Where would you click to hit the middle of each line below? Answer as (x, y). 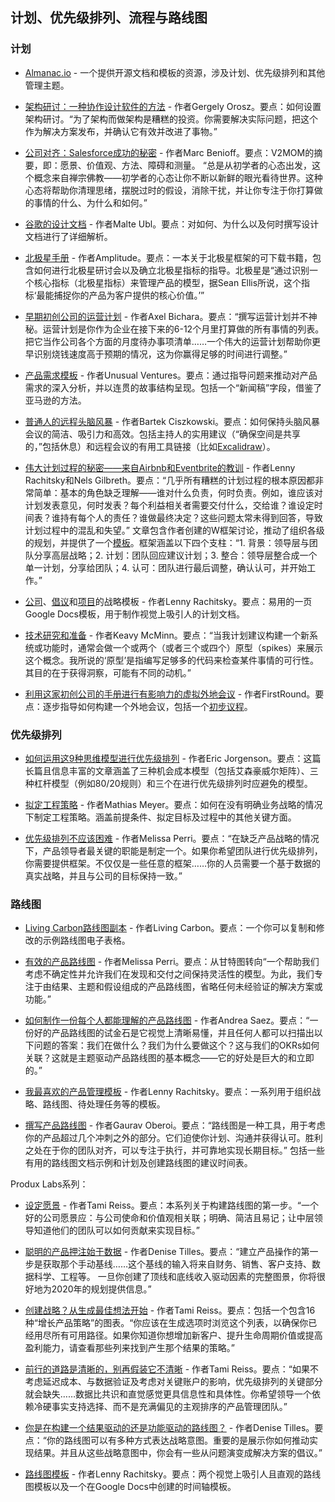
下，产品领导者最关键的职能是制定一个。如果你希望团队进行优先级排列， (173, 850)
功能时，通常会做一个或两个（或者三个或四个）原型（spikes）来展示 (183, 647)
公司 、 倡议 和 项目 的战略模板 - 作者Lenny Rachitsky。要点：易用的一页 (168, 601)
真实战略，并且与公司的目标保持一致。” (103, 875)
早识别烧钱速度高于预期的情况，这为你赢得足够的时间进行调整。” (156, 354)
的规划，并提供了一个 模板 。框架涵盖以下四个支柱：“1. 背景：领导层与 (167, 542)
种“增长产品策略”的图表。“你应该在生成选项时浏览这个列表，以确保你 (166, 1323)
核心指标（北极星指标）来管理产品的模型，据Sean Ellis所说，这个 (167, 282)
